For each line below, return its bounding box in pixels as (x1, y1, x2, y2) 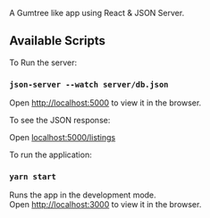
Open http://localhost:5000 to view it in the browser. (9, 97, 202, 108)
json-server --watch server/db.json (9, 80, 169, 89)
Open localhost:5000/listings (9, 132, 116, 143)
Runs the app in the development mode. (9, 189, 156, 200)
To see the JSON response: (9, 115, 111, 126)
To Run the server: (9, 57, 78, 68)
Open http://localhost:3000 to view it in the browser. (9, 199, 202, 210)
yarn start (9, 172, 56, 182)
